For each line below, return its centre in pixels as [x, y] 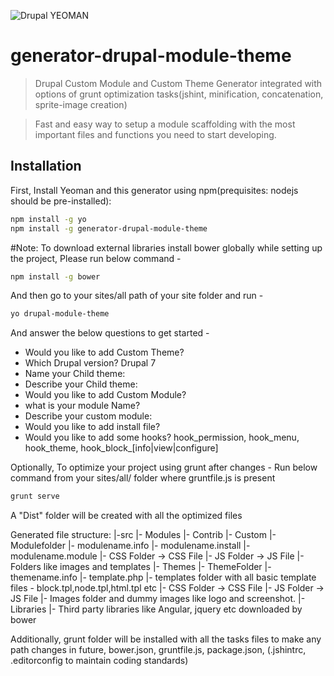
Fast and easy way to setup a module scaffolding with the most [165, 124]
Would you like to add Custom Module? [105, 395]
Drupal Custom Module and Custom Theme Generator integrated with [178, 83]
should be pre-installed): [61, 201]
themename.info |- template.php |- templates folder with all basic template [163, 577]
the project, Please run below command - [96, 258]
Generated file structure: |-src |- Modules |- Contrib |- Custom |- [143, 535]
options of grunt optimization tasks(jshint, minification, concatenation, [179, 94]
